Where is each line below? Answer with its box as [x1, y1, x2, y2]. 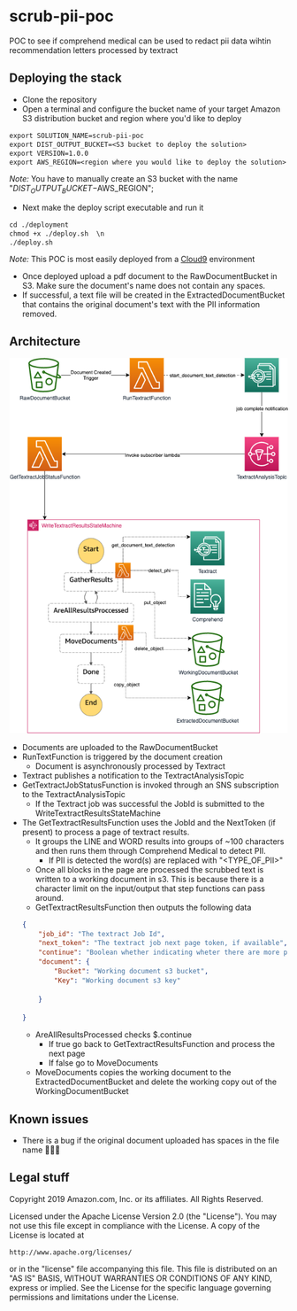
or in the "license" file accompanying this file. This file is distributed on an [9, 1263, 278, 1274]
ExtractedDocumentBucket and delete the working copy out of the [34, 1076, 277, 1087]
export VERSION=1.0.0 [9, 149, 89, 158]
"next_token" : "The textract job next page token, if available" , [38, 939, 288, 948]
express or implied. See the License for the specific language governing [9, 1282, 271, 1292]
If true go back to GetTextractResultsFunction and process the [48, 1039, 276, 1050]
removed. [21, 308, 57, 319]
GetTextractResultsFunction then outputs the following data [34, 902, 252, 912]
